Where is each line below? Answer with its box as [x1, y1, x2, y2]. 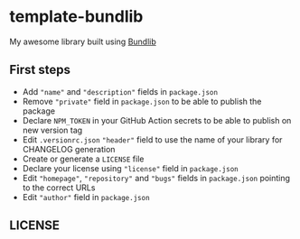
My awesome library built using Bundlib [9, 36, 156, 47]
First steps [9, 62, 70, 78]
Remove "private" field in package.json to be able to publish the [22, 96, 262, 106]
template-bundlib [9, 6, 144, 27]
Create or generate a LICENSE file [22, 153, 145, 164]
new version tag [22, 124, 83, 135]
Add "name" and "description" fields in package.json [22, 86, 219, 97]
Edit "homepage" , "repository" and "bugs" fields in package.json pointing [22, 172, 291, 183]
